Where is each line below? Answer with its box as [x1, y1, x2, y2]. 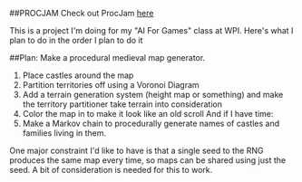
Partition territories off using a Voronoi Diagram [22, 80, 200, 90]
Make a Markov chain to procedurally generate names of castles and [22, 118, 279, 129]
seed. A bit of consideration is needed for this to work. [9, 165, 213, 175]
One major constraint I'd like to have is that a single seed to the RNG [9, 145, 264, 156]
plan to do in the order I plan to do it [9, 35, 143, 45]
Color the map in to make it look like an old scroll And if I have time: [22, 109, 274, 119]
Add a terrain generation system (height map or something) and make [22, 90, 284, 100]
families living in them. [22, 128, 107, 139]
